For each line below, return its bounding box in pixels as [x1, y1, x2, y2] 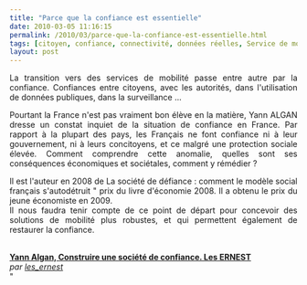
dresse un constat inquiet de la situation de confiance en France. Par [9, 120, 298, 131]
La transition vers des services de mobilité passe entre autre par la [9, 72, 298, 83]
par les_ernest [9, 261, 64, 272]
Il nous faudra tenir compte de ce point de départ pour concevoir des [9, 205, 298, 216]
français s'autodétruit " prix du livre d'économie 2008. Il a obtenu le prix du [9, 185, 298, 196]
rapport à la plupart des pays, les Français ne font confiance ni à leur [9, 129, 298, 140]
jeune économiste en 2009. [9, 195, 112, 206]
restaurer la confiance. [9, 225, 95, 236]
